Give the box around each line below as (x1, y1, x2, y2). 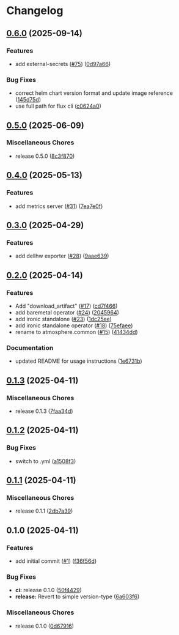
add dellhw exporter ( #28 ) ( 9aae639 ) (15, 252, 109, 260)
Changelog (6, 4, 64, 18)
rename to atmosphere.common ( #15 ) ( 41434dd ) (15, 328, 139, 335)
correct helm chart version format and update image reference (15, 89, 173, 97)
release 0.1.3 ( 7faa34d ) (15, 407, 73, 415)
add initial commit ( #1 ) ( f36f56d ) (15, 557, 97, 565)
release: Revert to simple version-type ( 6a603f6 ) (15, 593, 140, 600)
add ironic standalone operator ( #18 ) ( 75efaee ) (15, 322, 133, 329)
